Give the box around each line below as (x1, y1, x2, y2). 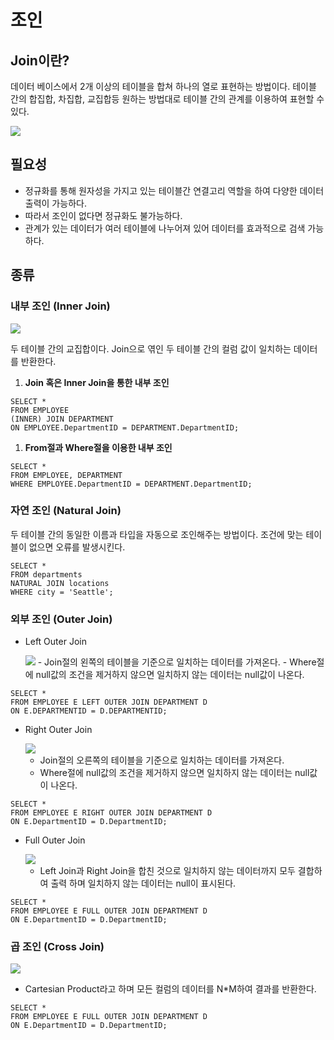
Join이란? (10, 52, 70, 69)
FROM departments (10, 569, 83, 580)
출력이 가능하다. (24, 197, 87, 209)
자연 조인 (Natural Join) (10, 504, 122, 518)
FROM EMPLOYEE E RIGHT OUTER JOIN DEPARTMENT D (10, 808, 213, 818)
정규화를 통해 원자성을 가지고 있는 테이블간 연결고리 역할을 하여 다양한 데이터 (24, 184, 325, 196)
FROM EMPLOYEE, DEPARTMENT (10, 470, 123, 480)
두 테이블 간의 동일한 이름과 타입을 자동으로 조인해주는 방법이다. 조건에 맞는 (10, 528, 304, 540)
